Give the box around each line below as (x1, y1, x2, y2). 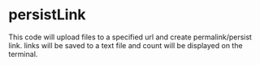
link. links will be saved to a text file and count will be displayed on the (8, 40, 243, 50)
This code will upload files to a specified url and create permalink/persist (8, 32, 252, 42)
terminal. (8, 49, 38, 59)
